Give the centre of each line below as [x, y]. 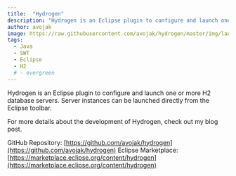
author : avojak [29, 27]
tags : [15, 40]
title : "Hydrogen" [36, 14]
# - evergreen [34, 73]
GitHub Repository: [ [37, 142]
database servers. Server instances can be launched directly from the [108, 100]
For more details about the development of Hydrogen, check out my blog [113, 121]
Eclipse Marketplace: [148, 150]
